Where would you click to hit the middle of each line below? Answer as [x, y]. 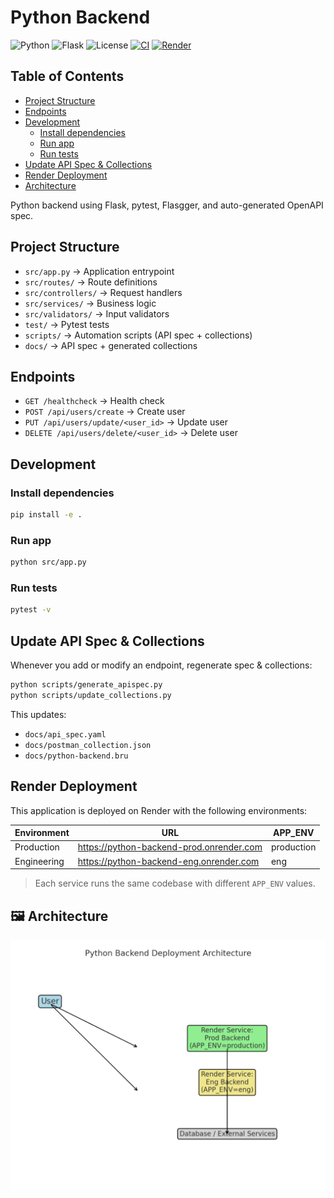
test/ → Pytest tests [67, 324]
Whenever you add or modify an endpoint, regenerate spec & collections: [161, 665]
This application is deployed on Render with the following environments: [159, 810]
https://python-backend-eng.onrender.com [168, 861]
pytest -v [31, 610]
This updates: [38, 714]
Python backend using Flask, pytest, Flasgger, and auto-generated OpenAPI [167, 205]
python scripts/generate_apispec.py [86, 685]
